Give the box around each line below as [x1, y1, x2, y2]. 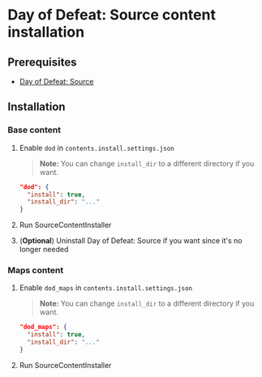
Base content [7, 124, 62, 135]
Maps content [7, 265, 64, 276]
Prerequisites [7, 55, 77, 69]
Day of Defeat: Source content [7, 6, 217, 24]
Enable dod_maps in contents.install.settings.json [19, 283, 193, 293]
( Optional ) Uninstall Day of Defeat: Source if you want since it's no [19, 236, 243, 246]
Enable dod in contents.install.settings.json [19, 143, 175, 152]
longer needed [19, 245, 69, 255]
